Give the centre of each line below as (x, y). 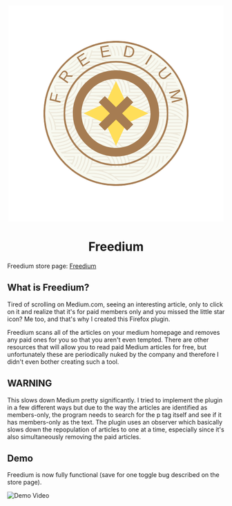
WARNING (30, 383)
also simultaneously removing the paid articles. (74, 436)
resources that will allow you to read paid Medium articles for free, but (107, 347)
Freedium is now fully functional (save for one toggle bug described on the (113, 475)
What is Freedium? (48, 288)
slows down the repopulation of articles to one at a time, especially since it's (116, 429)
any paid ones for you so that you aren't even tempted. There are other (108, 340)
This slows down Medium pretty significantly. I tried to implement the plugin (115, 400)
